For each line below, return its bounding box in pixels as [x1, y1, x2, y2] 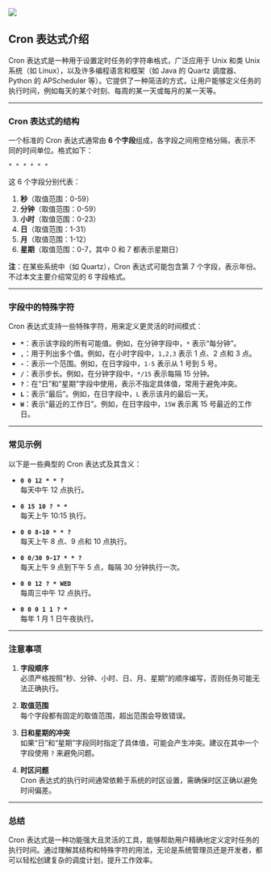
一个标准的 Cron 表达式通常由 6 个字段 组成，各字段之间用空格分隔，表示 [8, 136, 249, 145]
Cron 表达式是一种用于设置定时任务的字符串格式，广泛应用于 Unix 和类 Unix [8, 55, 261, 65]
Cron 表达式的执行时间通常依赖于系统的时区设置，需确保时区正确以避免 [19, 776, 258, 785]
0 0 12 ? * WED [19, 579, 72, 588]
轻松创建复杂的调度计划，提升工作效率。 [22, 855, 157, 865]
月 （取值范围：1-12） [19, 234, 91, 244]
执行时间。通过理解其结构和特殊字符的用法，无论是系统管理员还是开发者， [8, 845, 256, 855]
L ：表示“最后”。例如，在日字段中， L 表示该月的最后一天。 [19, 389, 213, 399]
